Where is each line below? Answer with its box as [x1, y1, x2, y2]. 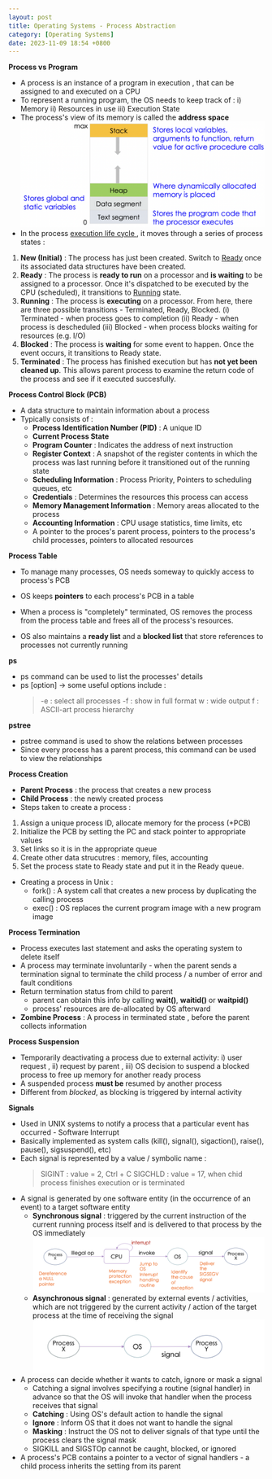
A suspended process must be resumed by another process [19, 1079, 222, 1088]
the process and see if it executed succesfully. [19, 374, 176, 383]
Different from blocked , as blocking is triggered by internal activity [19, 1087, 242, 1096]
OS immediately [32, 1227, 86, 1237]
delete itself [19, 952, 60, 961]
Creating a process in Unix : [19, 877, 114, 886]
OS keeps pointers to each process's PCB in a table [19, 591, 195, 601]
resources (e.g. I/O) [19, 330, 86, 340]
